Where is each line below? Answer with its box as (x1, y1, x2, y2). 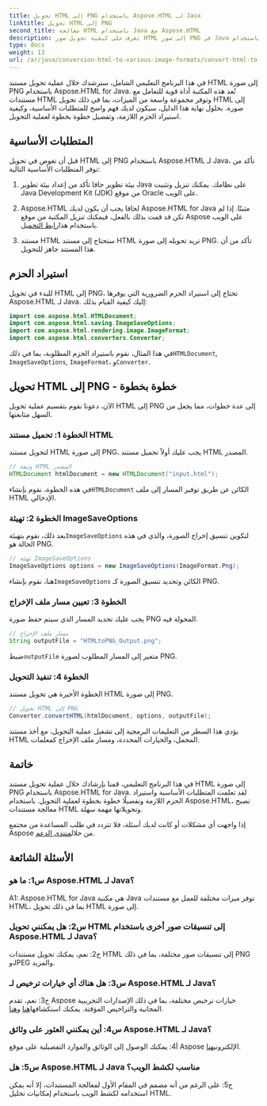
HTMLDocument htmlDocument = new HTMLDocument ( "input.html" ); (9, 470, 219, 478)
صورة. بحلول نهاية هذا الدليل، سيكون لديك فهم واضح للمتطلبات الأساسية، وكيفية (9, 102, 244, 112)
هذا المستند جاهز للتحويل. (20, 244, 96, 253)
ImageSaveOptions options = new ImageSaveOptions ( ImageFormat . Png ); (9, 562, 240, 570)
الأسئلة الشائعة (9, 851, 74, 864)
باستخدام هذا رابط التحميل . (20, 220, 98, 230)
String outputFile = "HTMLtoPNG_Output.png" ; (9, 637, 162, 645)
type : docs (9, 41, 45, 49)
